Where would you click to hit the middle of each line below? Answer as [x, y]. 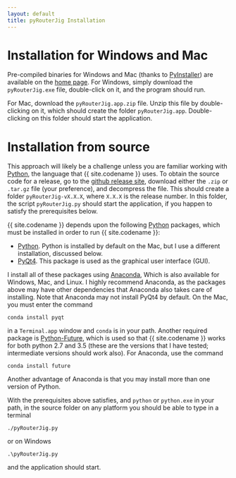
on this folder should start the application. [92, 118]
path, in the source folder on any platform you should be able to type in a [113, 408]
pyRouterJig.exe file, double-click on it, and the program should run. [106, 90]
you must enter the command [50, 305]
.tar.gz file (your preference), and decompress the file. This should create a [118, 189]
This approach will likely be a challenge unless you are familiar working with [117, 166]
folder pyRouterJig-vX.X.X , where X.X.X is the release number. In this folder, [117, 196]
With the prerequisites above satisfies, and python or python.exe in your [111, 400]
